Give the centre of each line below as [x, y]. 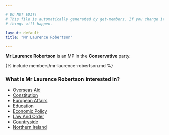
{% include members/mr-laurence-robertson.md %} [59, 66]
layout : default [22, 33]
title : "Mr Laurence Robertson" [39, 38]
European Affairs [30, 101]
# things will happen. [29, 24]
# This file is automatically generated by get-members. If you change [82, 19]
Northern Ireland [30, 127]
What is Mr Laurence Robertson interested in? [62, 79]
